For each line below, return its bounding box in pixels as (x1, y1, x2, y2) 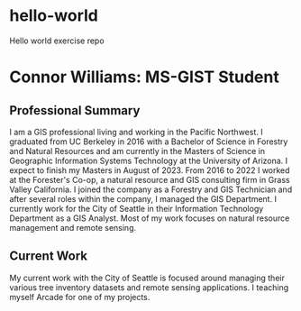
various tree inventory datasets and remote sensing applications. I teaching (9, 281, 289, 293)
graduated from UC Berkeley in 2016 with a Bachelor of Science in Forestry (9, 136, 288, 147)
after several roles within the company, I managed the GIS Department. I (9, 193, 278, 204)
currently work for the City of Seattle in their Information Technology (9, 203, 264, 214)
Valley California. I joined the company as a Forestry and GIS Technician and (9, 184, 293, 195)
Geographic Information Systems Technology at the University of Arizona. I (9, 155, 288, 166)
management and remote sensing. (9, 222, 137, 233)
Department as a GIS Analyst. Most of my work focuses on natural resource (9, 213, 290, 224)
